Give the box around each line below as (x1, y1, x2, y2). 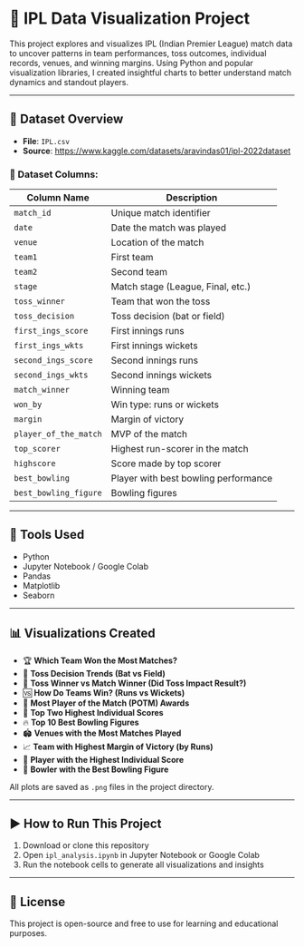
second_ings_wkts (14, 370, 89, 380)
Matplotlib (22, 580, 61, 591)
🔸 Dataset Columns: (9, 168, 99, 181)
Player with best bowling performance (110, 472, 273, 484)
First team (110, 251, 154, 264)
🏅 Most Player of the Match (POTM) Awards (22, 698, 190, 708)
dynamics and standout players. (9, 76, 129, 87)
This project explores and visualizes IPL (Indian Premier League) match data (9, 38, 293, 49)
